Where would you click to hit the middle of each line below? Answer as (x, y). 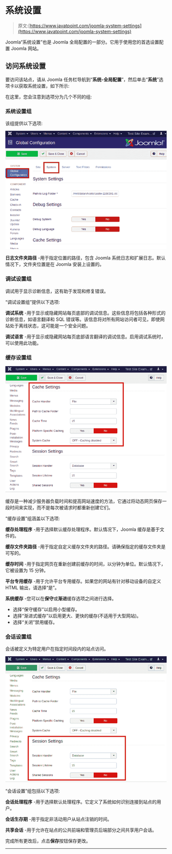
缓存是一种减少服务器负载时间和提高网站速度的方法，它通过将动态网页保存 (84, 501)
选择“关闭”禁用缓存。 (35, 622)
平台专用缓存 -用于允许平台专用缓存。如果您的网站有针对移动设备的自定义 (83, 581)
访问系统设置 (26, 66)
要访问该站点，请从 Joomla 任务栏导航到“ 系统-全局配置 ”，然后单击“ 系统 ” (82, 79)
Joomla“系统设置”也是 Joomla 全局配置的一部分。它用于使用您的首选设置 (82, 42)
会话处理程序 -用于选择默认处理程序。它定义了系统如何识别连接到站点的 (81, 802)
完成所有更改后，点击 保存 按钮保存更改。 (48, 841)
